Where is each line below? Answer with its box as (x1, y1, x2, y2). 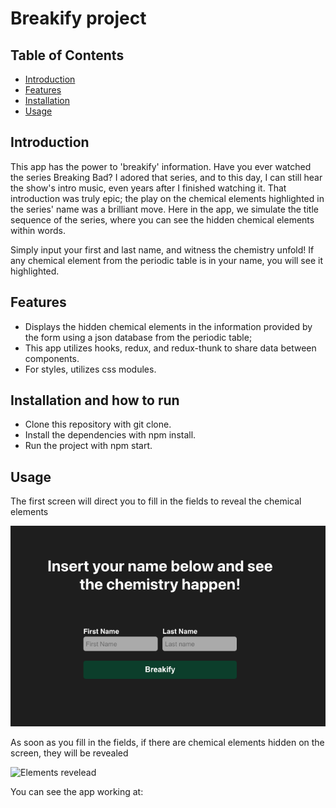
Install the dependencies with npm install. (24, 429, 197, 441)
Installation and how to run (10, 392, 180, 409)
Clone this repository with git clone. (24, 418, 172, 431)
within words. (10, 224, 66, 236)
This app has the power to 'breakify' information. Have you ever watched (10, 160, 312, 172)
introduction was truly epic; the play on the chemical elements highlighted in (10, 192, 325, 204)
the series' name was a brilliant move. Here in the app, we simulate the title (10, 203, 319, 215)
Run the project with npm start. (24, 440, 153, 452)
